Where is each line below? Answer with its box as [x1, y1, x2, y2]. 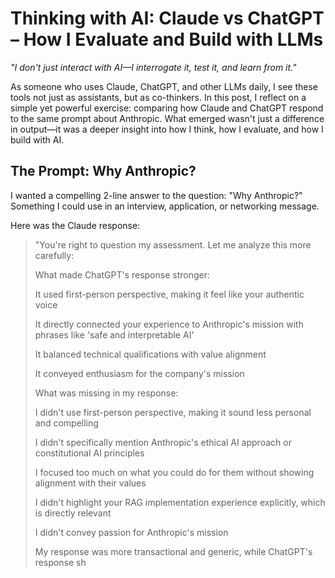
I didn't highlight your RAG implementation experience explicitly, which [34, 496, 326, 508]
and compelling [34, 417, 99, 429]
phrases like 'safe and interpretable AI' [34, 328, 195, 341]
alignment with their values [34, 477, 147, 489]
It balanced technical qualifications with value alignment [34, 348, 267, 360]
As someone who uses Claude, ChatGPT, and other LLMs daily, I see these [10, 80, 319, 92]
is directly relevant [34, 507, 112, 519]
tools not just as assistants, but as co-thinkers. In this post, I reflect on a [10, 91, 307, 103]
